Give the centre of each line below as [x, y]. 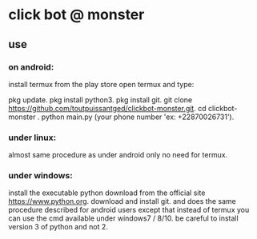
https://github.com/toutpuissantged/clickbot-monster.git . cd [107, 108]
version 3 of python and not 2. [58, 227]
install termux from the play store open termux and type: [101, 84]
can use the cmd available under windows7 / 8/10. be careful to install [123, 218]
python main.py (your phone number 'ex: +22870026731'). [138, 117]
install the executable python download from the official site [107, 193]
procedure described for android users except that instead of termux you [129, 210]
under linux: [32, 137]
